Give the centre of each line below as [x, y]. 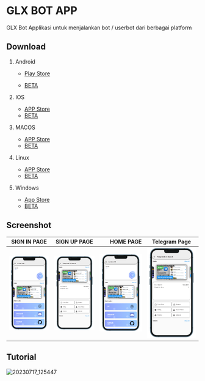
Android [25, 61]
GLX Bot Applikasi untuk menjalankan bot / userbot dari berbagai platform [99, 28]
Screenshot [29, 225]
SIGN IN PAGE [29, 242]
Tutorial [21, 357]
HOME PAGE [126, 242]
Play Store [37, 73]
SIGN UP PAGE [74, 242]
